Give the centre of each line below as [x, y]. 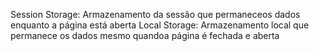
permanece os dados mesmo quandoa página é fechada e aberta [145, 35]
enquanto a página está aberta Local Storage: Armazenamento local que [160, 25]
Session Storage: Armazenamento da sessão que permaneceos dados [155, 14]
